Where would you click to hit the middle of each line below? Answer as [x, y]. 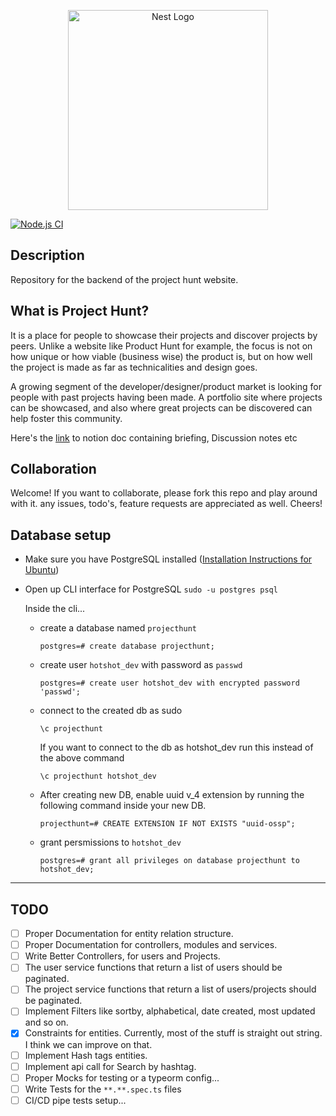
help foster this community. [66, 418]
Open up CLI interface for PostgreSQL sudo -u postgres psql [151, 589]
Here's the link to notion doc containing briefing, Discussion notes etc [154, 437]
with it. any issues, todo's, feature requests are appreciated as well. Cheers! [166, 504]
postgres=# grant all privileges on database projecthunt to [169, 861]
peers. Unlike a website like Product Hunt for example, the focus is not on [161, 346]
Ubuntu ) [42, 570]
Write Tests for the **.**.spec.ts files [103, 1089]
